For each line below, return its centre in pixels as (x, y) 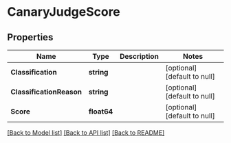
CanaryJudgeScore (64, 12)
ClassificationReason (46, 92)
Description (139, 56)
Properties (30, 37)
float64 (101, 112)
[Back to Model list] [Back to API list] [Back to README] (86, 133)
